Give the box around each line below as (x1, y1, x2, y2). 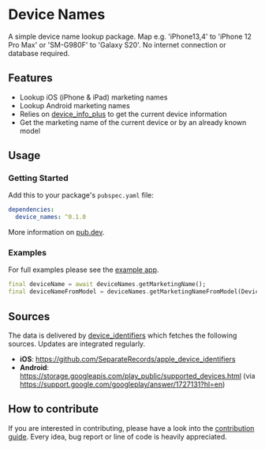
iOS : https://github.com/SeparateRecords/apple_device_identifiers (19, 354, 236, 364)
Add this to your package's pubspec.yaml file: (8, 191, 154, 200)
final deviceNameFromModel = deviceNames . (8, 288, 150, 296)
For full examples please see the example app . (8, 265, 159, 274)
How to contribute (8, 402, 99, 416)
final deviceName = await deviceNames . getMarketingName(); (8, 281, 207, 289)
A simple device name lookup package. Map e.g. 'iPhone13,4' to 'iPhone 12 (8, 32, 252, 41)
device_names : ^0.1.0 (15, 213, 87, 221)
